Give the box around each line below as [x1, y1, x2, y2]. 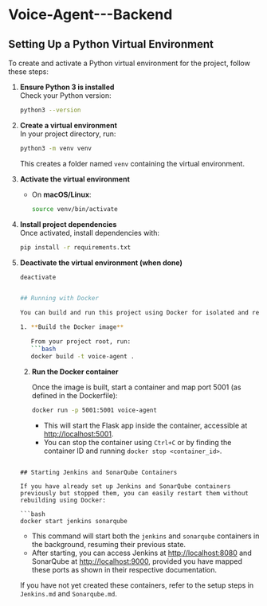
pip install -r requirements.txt [19, 243, 132, 252]
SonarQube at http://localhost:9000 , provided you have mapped [31, 556, 243, 566]
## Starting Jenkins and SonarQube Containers [19, 468, 178, 476]
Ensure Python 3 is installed [19, 82, 115, 92]
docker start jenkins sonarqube [19, 517, 128, 525]
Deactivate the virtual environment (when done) [19, 257, 183, 268]
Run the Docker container [31, 366, 119, 376]
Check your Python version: [19, 91, 112, 100]
